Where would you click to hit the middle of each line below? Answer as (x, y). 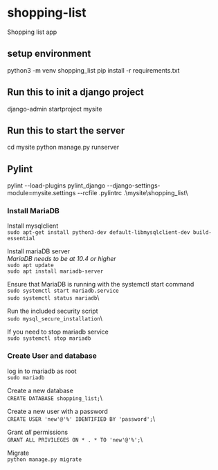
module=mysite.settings (42, 193)
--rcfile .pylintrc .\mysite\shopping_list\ (133, 193)
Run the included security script (53, 311)
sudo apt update (30, 265)
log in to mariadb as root (42, 371)
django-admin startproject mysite (55, 109)
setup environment (49, 54)
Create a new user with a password (58, 411)
